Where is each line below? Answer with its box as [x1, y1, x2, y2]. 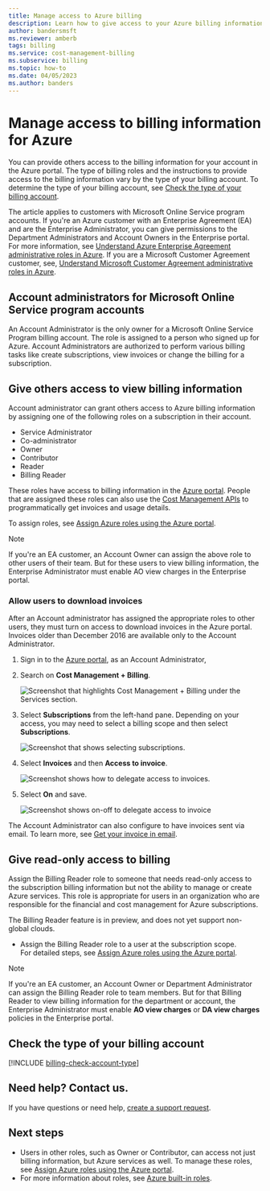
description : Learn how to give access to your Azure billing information [8, 19, 264, 27]
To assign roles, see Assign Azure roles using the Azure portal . [8, 518, 216, 528]
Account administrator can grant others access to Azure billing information [8, 403, 256, 413]
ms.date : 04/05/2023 [8, 72, 78, 80]
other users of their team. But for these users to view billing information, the [8, 558, 260, 568]
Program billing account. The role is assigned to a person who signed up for [8, 333, 260, 343]
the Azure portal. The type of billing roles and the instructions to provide [8, 166, 247, 175]
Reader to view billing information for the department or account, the [8, 996, 236, 1006]
